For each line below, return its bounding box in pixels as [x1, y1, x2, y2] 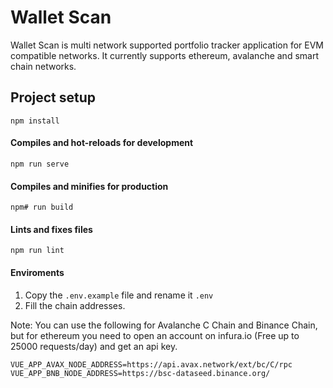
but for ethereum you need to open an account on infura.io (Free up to [10, 329, 300, 341]
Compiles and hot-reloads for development [10, 137, 194, 149]
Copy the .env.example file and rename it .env [24, 289, 214, 301]
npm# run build [10, 202, 74, 213]
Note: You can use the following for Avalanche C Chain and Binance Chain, [10, 319, 318, 331]
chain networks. [10, 60, 77, 72]
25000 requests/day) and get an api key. [10, 340, 178, 352]
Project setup [10, 89, 97, 106]
